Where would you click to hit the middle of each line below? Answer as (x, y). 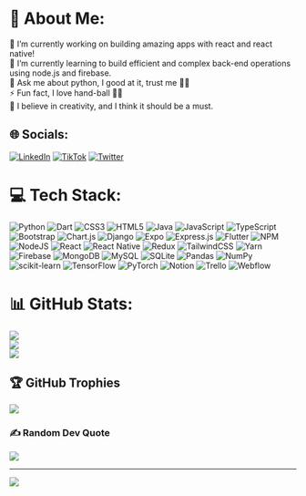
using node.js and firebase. (61, 73)
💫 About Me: (57, 19)
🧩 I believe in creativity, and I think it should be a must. (112, 106)
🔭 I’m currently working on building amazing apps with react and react (141, 44)
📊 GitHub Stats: (71, 304)
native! (22, 53)
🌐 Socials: (39, 134)
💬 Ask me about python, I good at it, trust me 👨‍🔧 (100, 82)
